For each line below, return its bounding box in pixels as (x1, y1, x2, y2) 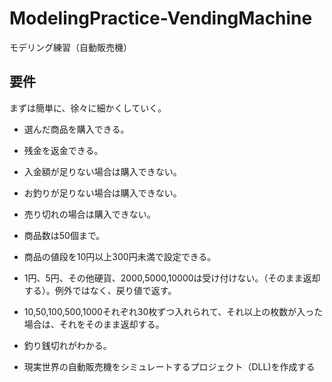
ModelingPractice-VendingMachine (9, 7, 313, 30)
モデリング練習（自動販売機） (9, 41, 132, 53)
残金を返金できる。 (23, 144, 104, 156)
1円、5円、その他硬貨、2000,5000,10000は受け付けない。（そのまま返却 (23, 272, 321, 284)
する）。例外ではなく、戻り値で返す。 (23, 284, 177, 296)
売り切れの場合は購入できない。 (23, 208, 156, 220)
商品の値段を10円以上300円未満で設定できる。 (23, 250, 217, 262)
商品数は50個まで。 (23, 229, 106, 241)
